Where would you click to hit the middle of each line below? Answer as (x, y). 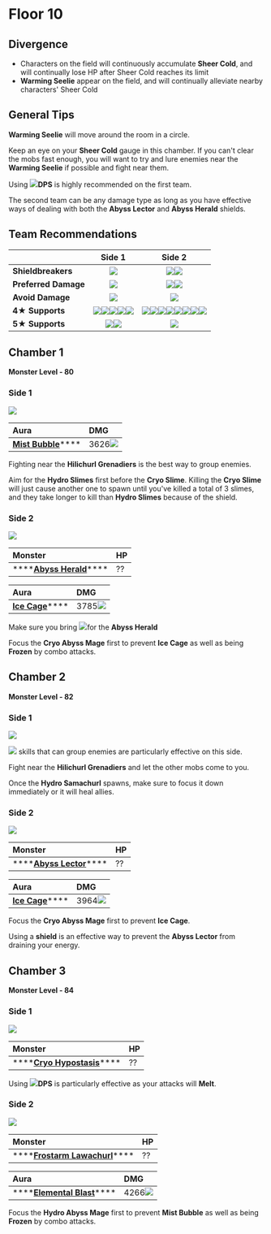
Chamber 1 (36, 353)
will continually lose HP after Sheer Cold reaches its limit (114, 72)
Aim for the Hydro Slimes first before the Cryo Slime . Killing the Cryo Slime (135, 479)
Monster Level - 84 (41, 990)
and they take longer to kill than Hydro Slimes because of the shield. (123, 497)
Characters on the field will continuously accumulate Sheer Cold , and (136, 63)
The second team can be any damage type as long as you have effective (130, 200)
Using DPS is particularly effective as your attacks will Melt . (112, 1083)
